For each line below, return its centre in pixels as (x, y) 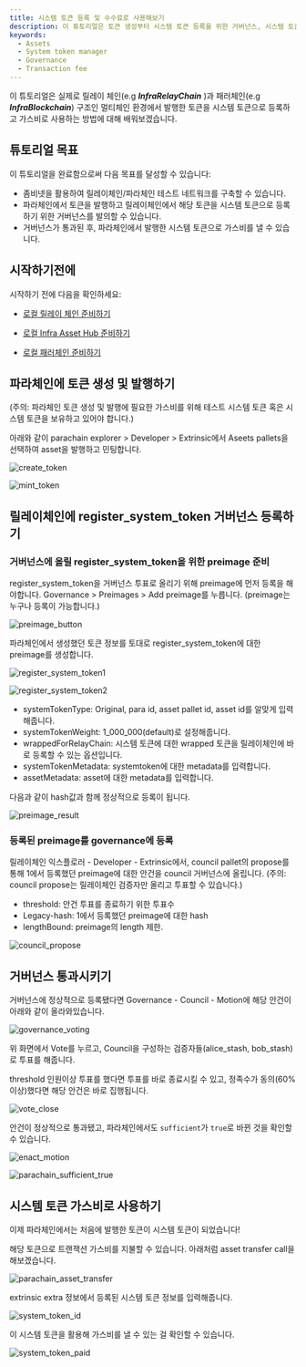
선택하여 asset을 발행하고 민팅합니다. (76, 450)
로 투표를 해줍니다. (42, 1060)
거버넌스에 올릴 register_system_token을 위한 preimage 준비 (140, 562)
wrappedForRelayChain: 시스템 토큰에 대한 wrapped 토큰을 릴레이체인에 (153, 743)
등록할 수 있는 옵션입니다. (77, 755)
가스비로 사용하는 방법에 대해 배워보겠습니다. (98, 119)
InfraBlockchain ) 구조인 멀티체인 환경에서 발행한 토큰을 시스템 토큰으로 (138, 107)
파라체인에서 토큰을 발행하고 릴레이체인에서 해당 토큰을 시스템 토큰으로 (148, 204)
